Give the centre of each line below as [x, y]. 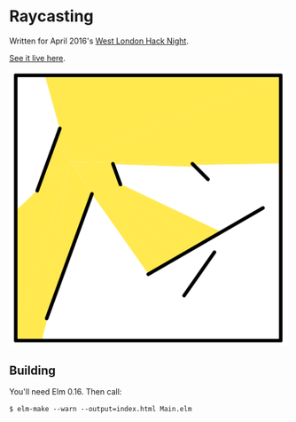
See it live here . [38, 58]
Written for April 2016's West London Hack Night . [99, 41]
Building [32, 370]
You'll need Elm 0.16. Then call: [66, 392]
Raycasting [52, 16]
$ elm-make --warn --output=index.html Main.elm [101, 410]
